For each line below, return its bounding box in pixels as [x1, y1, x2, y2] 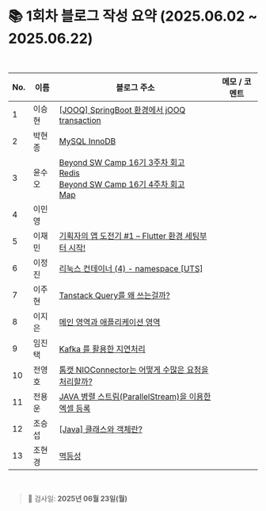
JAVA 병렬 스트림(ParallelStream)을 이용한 [59, 390, 211, 401]
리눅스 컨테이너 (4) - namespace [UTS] [59, 263, 203, 274]
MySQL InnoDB [59, 136, 116, 147]
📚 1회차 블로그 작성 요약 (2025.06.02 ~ [8, 7, 258, 25]
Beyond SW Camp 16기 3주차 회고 [59, 156, 185, 167]
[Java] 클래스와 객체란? [59, 424, 142, 435]
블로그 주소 [116, 82, 155, 93]
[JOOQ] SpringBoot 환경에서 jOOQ [59, 104, 186, 115]
